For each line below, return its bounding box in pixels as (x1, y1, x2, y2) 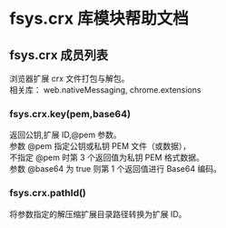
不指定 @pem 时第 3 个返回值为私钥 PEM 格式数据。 (9, 152, 204, 164)
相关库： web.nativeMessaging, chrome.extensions (9, 84, 201, 95)
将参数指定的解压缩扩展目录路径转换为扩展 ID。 (9, 208, 187, 219)
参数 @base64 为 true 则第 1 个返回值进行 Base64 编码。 (9, 164, 222, 174)
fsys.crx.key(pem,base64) (9, 107, 132, 120)
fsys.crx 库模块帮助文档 (9, 8, 189, 29)
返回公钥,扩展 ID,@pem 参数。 (9, 129, 123, 141)
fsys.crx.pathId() (9, 187, 86, 200)
